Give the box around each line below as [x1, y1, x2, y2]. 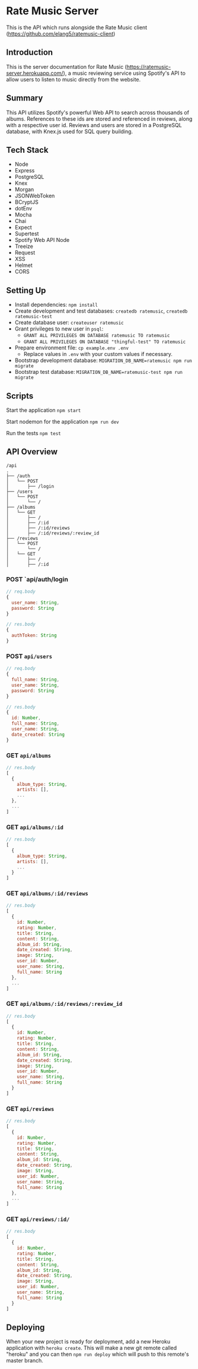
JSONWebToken [14, 192, 55, 200]
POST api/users [6, 652, 52, 660]
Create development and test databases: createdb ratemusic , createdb [14, 307, 188, 314]
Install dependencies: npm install [14, 301, 98, 309]
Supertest [14, 230, 39, 237]
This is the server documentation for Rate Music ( [6, 63, 127, 70]
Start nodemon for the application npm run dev [6, 418, 120, 425]
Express [14, 167, 35, 174]
